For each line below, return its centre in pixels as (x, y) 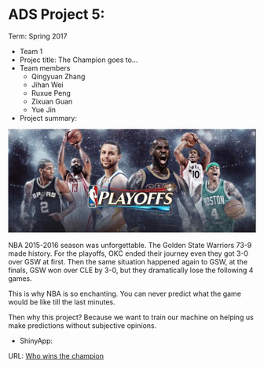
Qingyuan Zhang (58, 76)
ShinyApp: (36, 341)
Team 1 (31, 51)
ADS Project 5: (57, 15)
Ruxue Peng (51, 93)
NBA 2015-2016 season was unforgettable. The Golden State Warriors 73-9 (130, 245)
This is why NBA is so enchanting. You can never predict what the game (125, 293)
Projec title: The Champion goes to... (79, 60)
